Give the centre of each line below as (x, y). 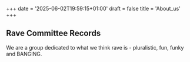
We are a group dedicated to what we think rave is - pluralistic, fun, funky (95, 47)
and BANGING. (24, 54)
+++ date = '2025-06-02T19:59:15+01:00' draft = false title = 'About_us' (94, 9)
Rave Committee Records (54, 33)
